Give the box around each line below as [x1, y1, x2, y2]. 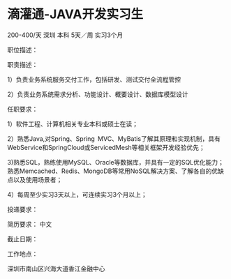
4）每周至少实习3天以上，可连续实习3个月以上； [7, 190, 148, 199]
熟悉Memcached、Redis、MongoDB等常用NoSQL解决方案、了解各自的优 [7, 167, 218, 175]
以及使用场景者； [13, 175, 63, 183]
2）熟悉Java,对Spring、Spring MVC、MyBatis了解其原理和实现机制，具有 [7, 134, 221, 143]
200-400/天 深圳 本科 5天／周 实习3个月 [7, 31, 124, 39]
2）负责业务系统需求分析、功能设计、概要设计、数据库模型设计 [7, 90, 188, 98]
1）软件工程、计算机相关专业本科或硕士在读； [7, 119, 138, 128]
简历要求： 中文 [7, 220, 52, 228]
